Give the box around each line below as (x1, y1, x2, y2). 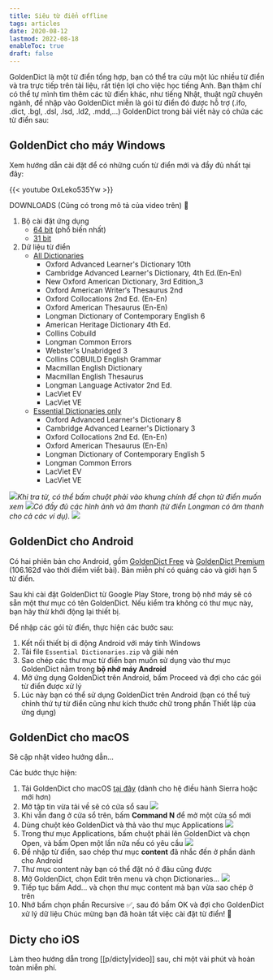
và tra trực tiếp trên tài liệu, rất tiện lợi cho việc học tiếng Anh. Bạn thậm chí (9, 80, 262, 90)
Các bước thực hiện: (9, 768, 77, 778)
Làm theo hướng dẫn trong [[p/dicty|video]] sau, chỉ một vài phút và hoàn (9, 954, 255, 964)
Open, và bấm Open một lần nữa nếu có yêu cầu (20, 839, 184, 848)
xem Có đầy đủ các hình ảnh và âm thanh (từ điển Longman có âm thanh (9, 501, 265, 511)
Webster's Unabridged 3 (45, 345, 128, 355)
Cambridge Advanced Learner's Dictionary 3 (45, 423, 196, 433)
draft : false (9, 50, 54, 58)
